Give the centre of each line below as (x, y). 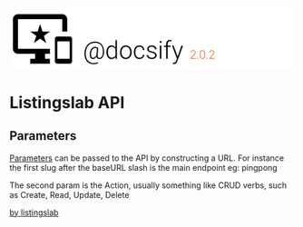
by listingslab (34, 212)
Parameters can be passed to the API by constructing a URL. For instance (147, 158)
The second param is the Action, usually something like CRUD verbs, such (148, 185)
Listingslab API (67, 102)
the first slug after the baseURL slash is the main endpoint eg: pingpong (144, 167)
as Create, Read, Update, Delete (69, 194)
